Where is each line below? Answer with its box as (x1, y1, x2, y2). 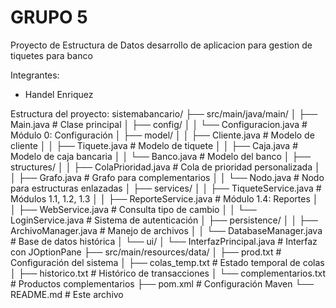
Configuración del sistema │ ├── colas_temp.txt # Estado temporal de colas (10, 256, 325, 268)
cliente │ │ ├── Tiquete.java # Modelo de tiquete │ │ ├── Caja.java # (10, 139, 299, 151)
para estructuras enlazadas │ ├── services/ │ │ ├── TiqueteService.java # (10, 182, 322, 194)
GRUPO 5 (10, 6, 88, 29)
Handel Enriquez (24, 88, 94, 100)
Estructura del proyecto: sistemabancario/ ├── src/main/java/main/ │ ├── (10, 107, 318, 120)
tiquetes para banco (10, 49, 93, 61)
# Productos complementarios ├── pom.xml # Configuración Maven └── (10, 277, 315, 290)
